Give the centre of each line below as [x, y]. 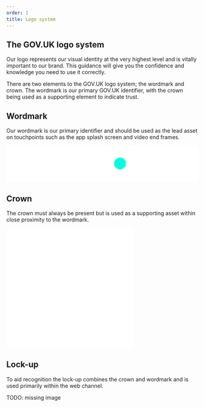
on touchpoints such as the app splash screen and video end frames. [93, 137]
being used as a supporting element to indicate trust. [72, 97]
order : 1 [17, 13]
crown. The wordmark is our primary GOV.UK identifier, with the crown [95, 91]
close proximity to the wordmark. [48, 220]
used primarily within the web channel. [55, 386]
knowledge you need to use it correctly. [56, 72]
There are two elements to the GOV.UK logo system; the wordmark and [95, 84]
